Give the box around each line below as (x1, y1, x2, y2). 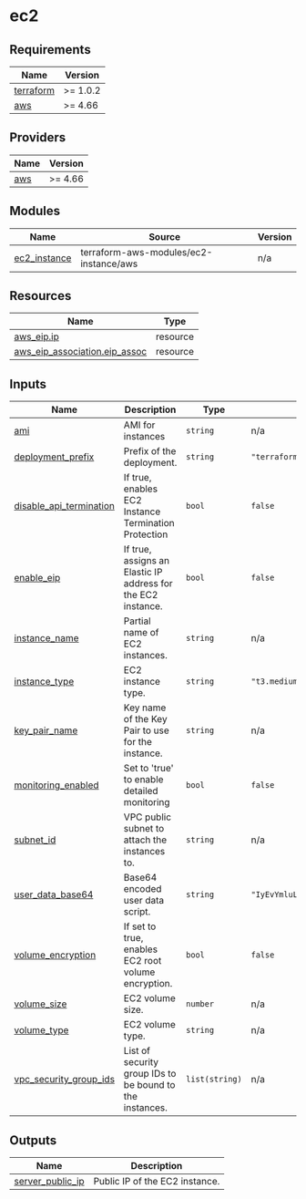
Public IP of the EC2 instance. (93, 1175, 220, 1188)
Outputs (9, 1132, 57, 1148)
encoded (123, 883, 162, 895)
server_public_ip (14, 1175, 85, 1188)
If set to (123, 920, 157, 933)
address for (123, 577, 173, 590)
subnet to (123, 822, 165, 835)
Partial (123, 615, 152, 627)
